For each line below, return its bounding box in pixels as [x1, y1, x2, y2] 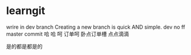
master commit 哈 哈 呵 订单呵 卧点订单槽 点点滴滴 [6, 30, 129, 37]
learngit [6, 4, 46, 18]
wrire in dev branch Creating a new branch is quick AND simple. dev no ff [6, 23, 185, 30]
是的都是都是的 [6, 43, 43, 50]
